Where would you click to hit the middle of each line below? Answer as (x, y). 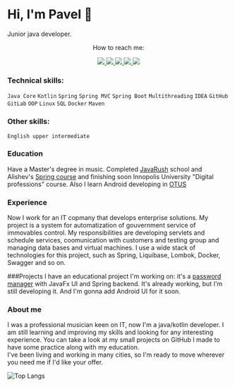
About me (25, 309)
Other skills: (29, 121)
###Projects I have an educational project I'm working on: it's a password (114, 276)
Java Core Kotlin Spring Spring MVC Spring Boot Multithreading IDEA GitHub (118, 97)
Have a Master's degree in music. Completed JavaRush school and (105, 169)
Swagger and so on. (36, 263)
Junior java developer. (40, 34)
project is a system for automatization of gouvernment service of (102, 226)
